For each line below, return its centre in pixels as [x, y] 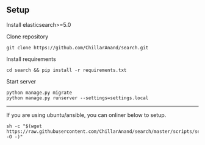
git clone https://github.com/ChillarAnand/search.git [77, 48]
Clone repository [27, 37]
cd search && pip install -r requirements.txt [67, 70]
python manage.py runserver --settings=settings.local [77, 98]
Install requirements [31, 59]
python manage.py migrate [39, 93]
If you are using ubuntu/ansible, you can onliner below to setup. [86, 115]
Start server [21, 81]
